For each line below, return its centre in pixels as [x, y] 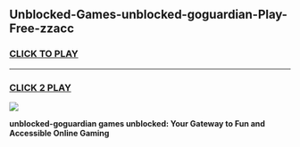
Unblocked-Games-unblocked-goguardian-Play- [149, 15]
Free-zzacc [42, 29]
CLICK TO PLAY [44, 54]
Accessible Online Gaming [59, 133]
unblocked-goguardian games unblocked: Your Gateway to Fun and [137, 123]
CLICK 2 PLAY [40, 87]
